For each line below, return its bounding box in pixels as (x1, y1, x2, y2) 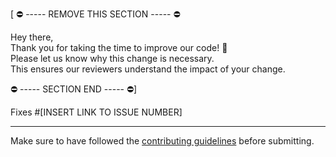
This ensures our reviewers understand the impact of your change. (10, 63, 286, 75)
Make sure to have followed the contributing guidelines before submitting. (10, 135, 315, 147)
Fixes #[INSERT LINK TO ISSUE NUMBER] (10, 106, 183, 118)
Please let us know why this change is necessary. (10, 53, 215, 64)
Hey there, (10, 31, 54, 43)
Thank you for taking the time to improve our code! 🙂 (10, 42, 228, 53)
